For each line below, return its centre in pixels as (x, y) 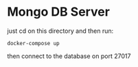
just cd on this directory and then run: (60, 31)
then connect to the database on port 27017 (69, 56)
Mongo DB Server (58, 12)
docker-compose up (33, 43)
